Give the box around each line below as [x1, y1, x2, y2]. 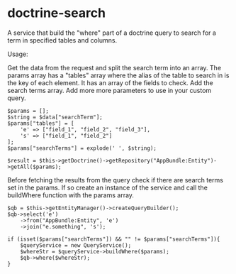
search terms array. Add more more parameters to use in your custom [7, 86, 212, 94]
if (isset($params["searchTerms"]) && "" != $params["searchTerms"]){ [7, 236, 220, 243]
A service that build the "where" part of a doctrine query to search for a [7, 28, 216, 37]
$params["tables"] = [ [7, 119, 74, 127]
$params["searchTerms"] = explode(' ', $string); [7, 144, 157, 152]
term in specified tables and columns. [7, 35, 118, 44]
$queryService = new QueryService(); [20, 241, 132, 249]
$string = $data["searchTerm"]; [7, 114, 103, 121]
